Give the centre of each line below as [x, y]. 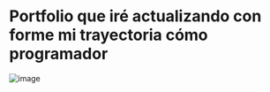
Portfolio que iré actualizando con [135, 16]
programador [59, 54]
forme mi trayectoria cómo [109, 35]
